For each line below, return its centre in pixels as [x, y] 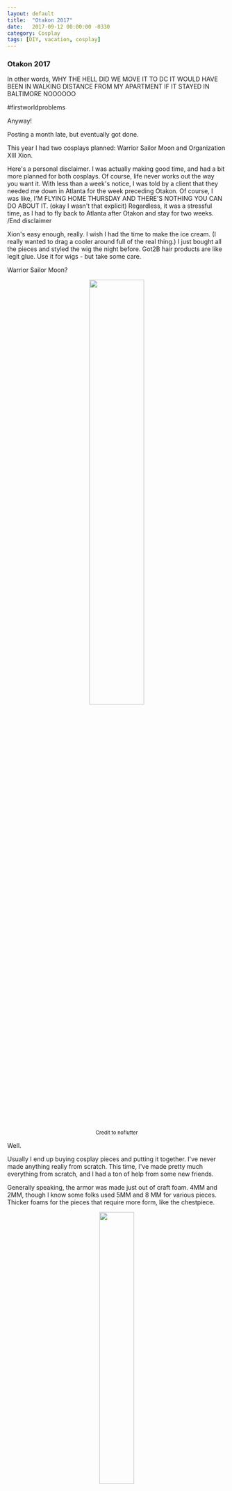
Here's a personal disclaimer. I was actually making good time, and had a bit [116, 169]
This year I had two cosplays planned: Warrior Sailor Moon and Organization [116, 148]
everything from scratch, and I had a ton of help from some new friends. [110, 1174]
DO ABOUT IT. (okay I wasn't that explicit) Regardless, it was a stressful [110, 206]
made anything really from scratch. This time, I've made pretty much [105, 1167]
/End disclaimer [30, 221]
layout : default [31, 14]
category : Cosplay [34, 33]
